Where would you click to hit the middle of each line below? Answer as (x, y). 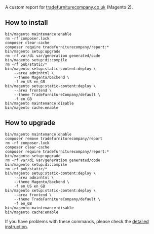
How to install (27, 23)
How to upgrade (30, 123)
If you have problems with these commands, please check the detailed (77, 221)
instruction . (17, 227)
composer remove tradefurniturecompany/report (54, 139)
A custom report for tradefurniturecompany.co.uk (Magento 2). (69, 7)
